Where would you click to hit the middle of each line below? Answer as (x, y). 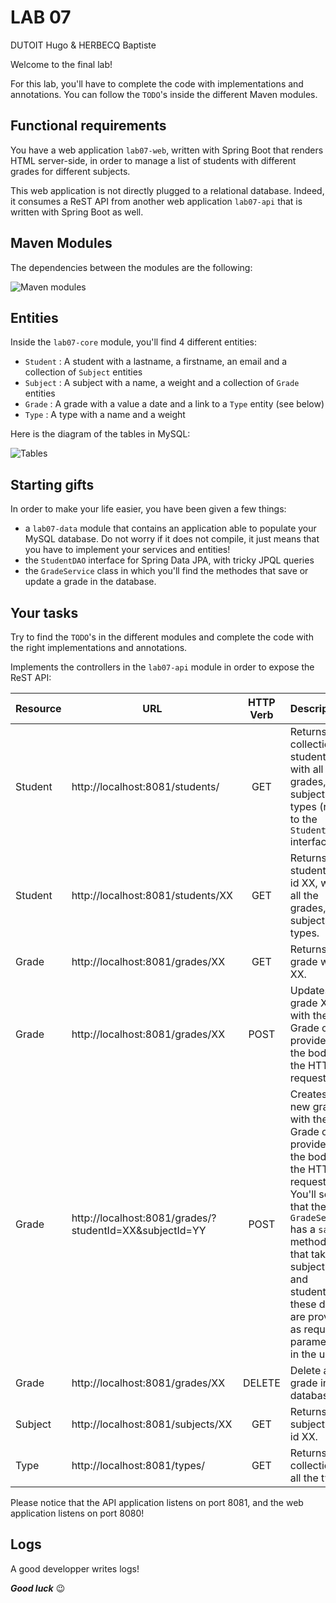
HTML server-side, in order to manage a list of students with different (153, 160)
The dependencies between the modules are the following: (131, 267)
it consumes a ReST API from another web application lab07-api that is (156, 201)
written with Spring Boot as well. (77, 212)
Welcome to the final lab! (61, 64)
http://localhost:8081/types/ (138, 1465)
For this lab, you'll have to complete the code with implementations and (157, 83)
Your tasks (44, 612)
